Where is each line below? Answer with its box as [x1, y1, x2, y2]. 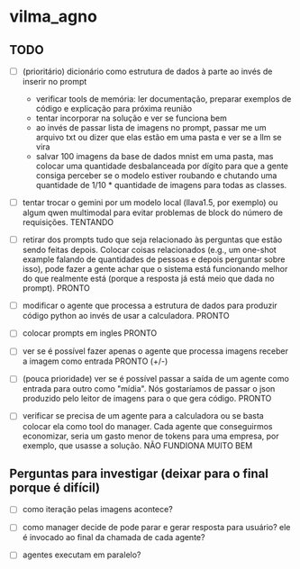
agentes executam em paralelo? [22, 549, 141, 560]
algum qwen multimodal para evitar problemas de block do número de [22, 207, 284, 218]
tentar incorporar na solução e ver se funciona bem [35, 113, 228, 123]
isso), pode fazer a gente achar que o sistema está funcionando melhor [22, 264, 288, 275]
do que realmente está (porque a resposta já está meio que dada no [22, 273, 275, 284]
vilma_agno [9, 6, 97, 27]
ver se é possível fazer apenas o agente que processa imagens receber [22, 346, 289, 357]
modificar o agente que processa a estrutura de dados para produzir [22, 300, 277, 312]
